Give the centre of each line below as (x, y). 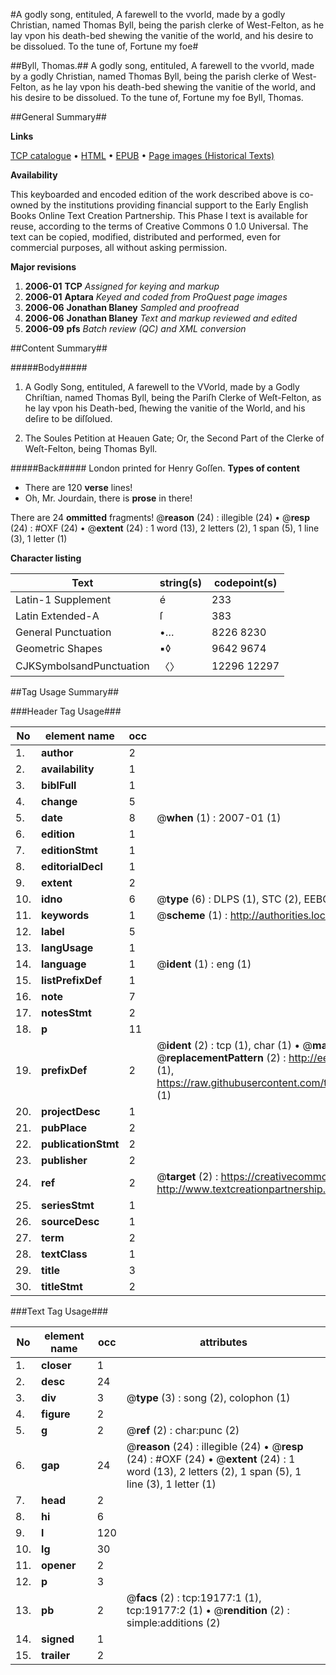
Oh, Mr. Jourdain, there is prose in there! (108, 498)
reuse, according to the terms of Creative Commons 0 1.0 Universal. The (159, 226)
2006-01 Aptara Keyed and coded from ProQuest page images (156, 297)
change (59, 801)
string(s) (181, 582)
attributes (223, 1342)
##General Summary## (58, 117)
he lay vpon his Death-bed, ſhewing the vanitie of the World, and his (165, 408)
